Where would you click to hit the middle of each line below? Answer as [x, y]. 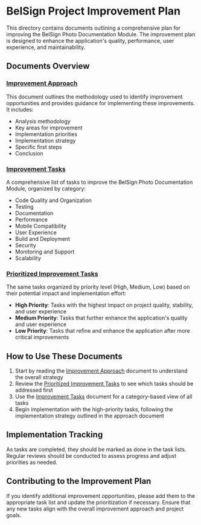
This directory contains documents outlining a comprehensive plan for [94, 28]
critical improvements [42, 337]
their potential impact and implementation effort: [66, 293]
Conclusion [29, 153]
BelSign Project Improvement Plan [94, 11]
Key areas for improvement [49, 128]
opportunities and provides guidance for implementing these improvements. [101, 103]
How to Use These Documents [64, 356]
